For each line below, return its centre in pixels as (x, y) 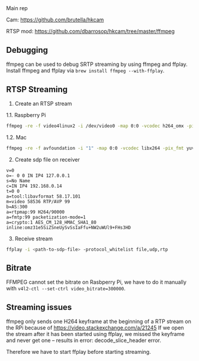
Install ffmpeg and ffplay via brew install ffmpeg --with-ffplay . (85, 71)
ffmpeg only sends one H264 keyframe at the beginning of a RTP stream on (99, 322)
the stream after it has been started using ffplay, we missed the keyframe (95, 334)
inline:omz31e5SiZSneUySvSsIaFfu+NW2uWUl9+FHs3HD (69, 227)
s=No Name (18, 180)
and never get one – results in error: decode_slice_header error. (84, 340)
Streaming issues (39, 307)
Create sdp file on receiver (47, 159)
